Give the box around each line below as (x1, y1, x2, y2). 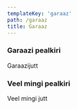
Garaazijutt (7, 61, 38, 70)
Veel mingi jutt (7, 94, 48, 102)
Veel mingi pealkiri (7, 79, 71, 88)
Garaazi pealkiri (7, 46, 61, 55)
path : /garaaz (7, 17, 48, 23)
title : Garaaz (7, 23, 48, 30)
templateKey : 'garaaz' (7, 10, 72, 17)
